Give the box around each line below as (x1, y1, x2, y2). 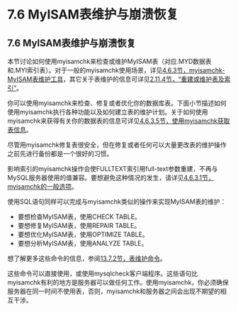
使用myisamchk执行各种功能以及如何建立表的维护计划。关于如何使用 (7, 108, 208, 116)
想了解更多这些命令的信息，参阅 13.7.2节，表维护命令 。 (7, 254, 166, 263)
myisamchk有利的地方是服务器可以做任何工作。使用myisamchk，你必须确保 (7, 278, 229, 286)
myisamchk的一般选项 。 (7, 182, 78, 190)
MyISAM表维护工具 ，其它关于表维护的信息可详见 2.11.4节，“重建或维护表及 (7, 75, 225, 83)
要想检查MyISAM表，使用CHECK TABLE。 (17, 212, 142, 221)
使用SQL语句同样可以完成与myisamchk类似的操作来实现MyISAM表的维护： (7, 197, 227, 206)
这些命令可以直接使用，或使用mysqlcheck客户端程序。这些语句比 (7, 269, 198, 278)
